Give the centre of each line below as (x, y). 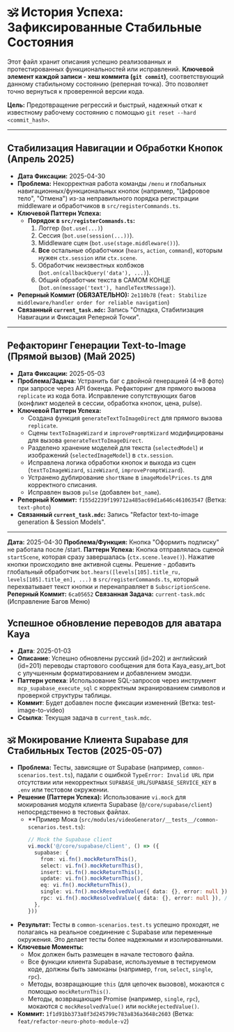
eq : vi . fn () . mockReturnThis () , (86, 885)
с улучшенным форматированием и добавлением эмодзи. (104, 673)
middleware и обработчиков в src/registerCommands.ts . (99, 205)
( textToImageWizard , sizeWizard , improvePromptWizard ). (106, 470)
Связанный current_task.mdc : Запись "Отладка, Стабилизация (110, 310)
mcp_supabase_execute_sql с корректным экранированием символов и (121, 688)
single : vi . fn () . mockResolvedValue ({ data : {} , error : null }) (134, 892)
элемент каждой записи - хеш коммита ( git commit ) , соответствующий (116, 76)
